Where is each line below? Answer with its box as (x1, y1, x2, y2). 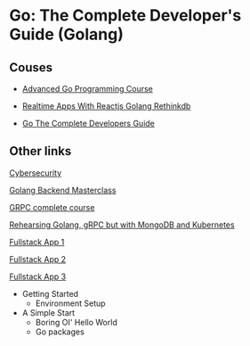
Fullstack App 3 (9, 271, 67, 282)
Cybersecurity (9, 167, 62, 178)
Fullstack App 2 (9, 253, 67, 264)
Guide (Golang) (9, 24, 125, 45)
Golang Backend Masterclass (9, 185, 117, 195)
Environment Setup (35, 298, 106, 309)
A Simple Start (21, 307, 76, 317)
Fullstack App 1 (9, 236, 65, 247)
